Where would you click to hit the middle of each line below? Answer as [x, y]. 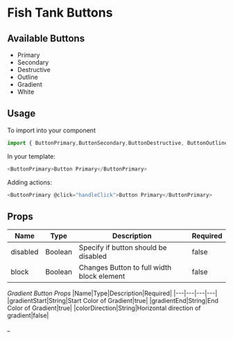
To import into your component [51, 130]
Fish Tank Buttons [60, 13]
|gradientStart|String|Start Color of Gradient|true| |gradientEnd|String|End [113, 301]
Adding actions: [29, 182]
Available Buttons [46, 38]
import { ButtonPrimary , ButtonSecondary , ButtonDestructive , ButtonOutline [118, 143]
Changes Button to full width [125, 268]
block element [102, 277]
